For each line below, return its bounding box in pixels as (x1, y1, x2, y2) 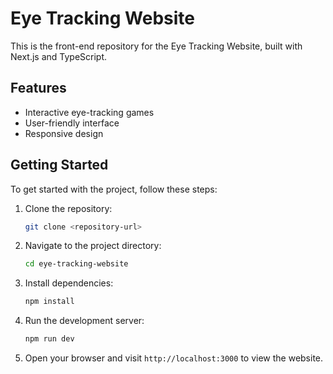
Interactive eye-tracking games (24, 106, 155, 118)
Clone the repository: (24, 202, 113, 214)
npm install (24, 297, 75, 307)
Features (10, 80, 67, 97)
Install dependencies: (24, 277, 114, 289)
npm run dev (24, 334, 75, 344)
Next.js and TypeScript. (10, 50, 108, 62)
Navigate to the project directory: (24, 240, 162, 252)
